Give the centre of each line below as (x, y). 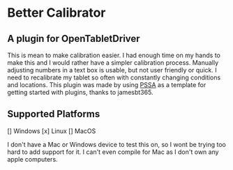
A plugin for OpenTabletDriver (74, 39)
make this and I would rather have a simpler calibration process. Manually (113, 63)
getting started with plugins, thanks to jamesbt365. (80, 92)
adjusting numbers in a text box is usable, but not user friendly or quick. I (112, 70)
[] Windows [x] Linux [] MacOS (52, 131)
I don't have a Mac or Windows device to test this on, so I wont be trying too (117, 144)
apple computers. (32, 159)
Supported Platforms (54, 114)
